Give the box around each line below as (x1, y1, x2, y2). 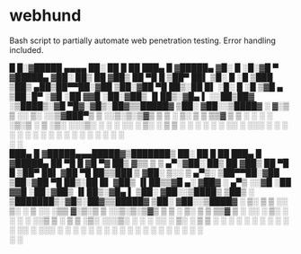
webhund (9, 5, 82, 26)
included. (9, 44, 44, 55)
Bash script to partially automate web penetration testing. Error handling (9, 35, 277, 46)
